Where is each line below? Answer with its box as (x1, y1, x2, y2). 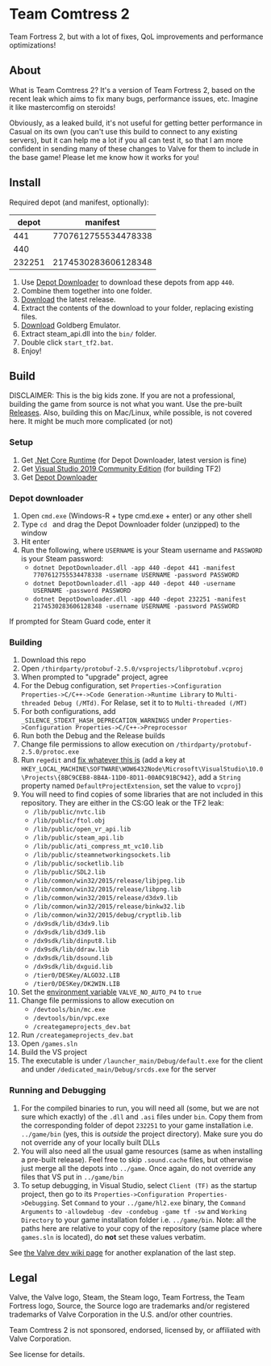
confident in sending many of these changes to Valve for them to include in (9, 143, 259, 154)
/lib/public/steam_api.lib (32, 834, 124, 842)
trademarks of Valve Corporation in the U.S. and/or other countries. (9, 1309, 233, 1319)
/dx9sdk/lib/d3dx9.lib (32, 920, 110, 928)
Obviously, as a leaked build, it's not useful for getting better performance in (9, 118, 263, 128)
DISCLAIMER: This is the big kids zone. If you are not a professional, (9, 391, 236, 400)
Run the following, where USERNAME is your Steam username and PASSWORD (20, 545, 263, 555)
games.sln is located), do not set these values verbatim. (20, 1232, 206, 1241)
